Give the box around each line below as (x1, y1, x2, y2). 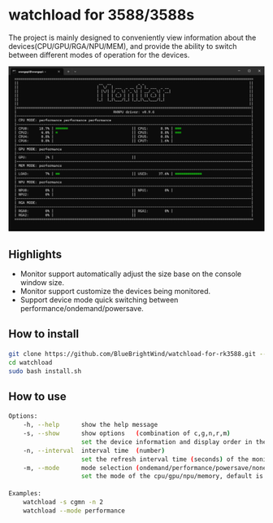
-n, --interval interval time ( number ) (23, 446, 165, 455)
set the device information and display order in (80, 437, 253, 446)
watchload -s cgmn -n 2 (23, 499, 104, 507)
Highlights (8, 247, 63, 261)
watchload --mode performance (23, 507, 126, 515)
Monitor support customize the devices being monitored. (19, 287, 211, 297)
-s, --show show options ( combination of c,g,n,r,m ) (23, 429, 231, 437)
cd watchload (8, 358, 53, 367)
